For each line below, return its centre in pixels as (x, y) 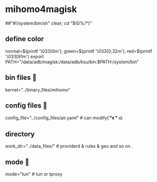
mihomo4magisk (41, 9)
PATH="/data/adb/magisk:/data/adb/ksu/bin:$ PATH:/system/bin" (72, 62)
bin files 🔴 (21, 78)
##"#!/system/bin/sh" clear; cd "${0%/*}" (49, 23)
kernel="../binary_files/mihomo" (38, 89)
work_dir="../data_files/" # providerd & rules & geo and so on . (69, 146)
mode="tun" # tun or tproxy (34, 174)
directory (20, 134)
